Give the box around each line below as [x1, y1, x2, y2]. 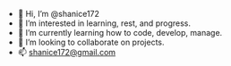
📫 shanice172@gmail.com [17, 47, 116, 57]
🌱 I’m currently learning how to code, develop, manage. [17, 28, 223, 37]
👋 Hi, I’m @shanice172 [17, 9, 100, 19]
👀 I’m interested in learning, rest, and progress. [17, 18, 191, 29]
